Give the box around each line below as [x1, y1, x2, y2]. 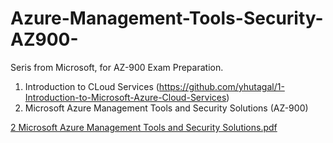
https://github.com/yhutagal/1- [158, 80, 285, 92]
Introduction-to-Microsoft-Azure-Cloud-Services [24, 91, 227, 103]
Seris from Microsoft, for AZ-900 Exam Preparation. [10, 61, 224, 73]
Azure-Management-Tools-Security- [10, 7, 324, 30]
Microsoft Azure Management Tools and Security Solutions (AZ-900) [24, 102, 309, 114]
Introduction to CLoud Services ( [24, 80, 160, 92]
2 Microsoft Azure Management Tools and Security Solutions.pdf [10, 121, 278, 133]
